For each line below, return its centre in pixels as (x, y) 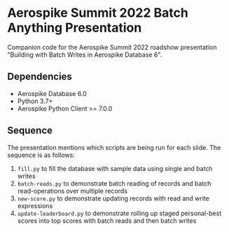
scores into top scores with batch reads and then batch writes (107, 220)
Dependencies (40, 77)
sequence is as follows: (41, 155)
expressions (35, 205)
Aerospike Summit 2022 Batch (98, 13)
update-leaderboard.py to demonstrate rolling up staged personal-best (119, 213)
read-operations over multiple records (72, 191)
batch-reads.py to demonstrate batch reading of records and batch (114, 183)
